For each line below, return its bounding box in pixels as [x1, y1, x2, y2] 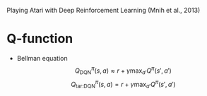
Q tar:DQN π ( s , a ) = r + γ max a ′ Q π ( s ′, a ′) [71, 79, 176, 90]
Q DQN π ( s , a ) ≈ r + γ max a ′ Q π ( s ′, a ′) [74, 65, 172, 76]
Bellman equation [16, 54, 68, 62]
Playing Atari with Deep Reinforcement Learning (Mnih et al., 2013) [6, 6, 201, 14]
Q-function [6, 31, 73, 47]
